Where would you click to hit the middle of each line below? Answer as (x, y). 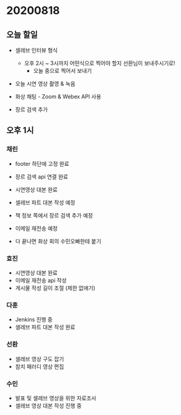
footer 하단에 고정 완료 (42, 163)
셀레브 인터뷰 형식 (36, 50)
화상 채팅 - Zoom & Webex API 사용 (58, 97)
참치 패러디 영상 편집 (39, 366)
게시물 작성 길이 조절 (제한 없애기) (55, 288)
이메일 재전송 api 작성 (41, 280)
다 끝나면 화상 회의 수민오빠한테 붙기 (58, 241)
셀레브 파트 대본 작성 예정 (45, 202)
